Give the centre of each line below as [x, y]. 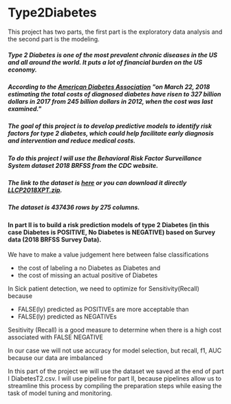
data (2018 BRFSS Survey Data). [55, 240]
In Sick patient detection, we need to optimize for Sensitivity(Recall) [104, 289]
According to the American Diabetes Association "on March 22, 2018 [109, 87]
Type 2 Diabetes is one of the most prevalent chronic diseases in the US [113, 55]
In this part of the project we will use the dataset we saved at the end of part [116, 371]
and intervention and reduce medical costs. [72, 141]
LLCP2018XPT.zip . [35, 190]
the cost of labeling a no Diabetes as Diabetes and [89, 268]
